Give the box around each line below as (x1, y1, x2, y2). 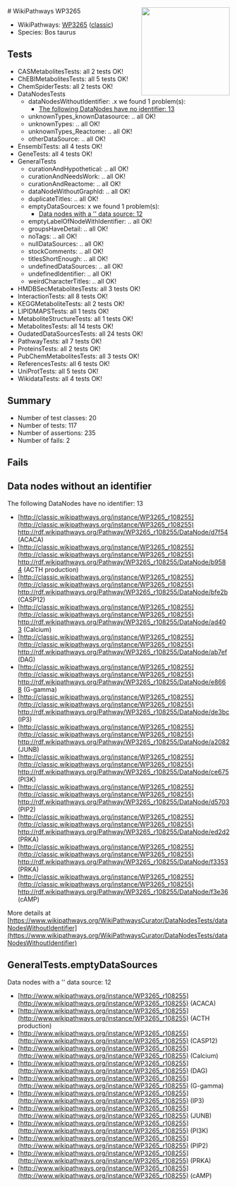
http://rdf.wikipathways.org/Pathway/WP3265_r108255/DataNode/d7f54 (17, 528, 229, 536)
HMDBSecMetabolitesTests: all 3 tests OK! (17, 284, 141, 293)
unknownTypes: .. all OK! (28, 119, 100, 128)
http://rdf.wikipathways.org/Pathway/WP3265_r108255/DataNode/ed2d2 (17, 827, 230, 836)
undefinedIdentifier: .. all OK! (28, 269, 111, 278)
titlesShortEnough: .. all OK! (28, 254, 108, 263)
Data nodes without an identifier (7, 480, 152, 492)
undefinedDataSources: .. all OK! (28, 262, 123, 270)
